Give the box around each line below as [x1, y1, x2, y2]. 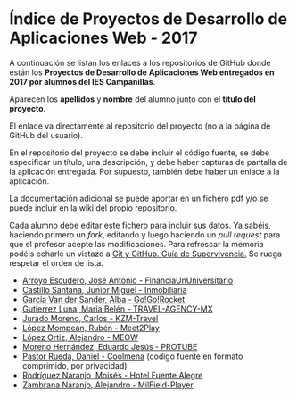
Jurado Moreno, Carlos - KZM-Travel [21, 312, 159, 323]
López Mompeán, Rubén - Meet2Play [21, 322, 161, 333]
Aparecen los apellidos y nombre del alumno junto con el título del [9, 94, 256, 104]
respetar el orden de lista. [9, 257, 104, 268]
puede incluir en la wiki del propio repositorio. [9, 202, 177, 213]
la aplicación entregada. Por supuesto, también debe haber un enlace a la [9, 166, 280, 177]
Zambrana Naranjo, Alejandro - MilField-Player [21, 379, 194, 390]
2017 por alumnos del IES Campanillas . [9, 76, 156, 87]
